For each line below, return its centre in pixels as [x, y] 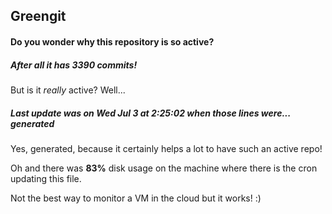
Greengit [38, 16]
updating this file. [46, 178]
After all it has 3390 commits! [74, 65]
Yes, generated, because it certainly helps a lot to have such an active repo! [166, 148]
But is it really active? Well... [68, 90]
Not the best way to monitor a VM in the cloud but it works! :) [136, 198]
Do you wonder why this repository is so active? [112, 41]
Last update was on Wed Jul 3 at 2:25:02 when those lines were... [150, 113]
